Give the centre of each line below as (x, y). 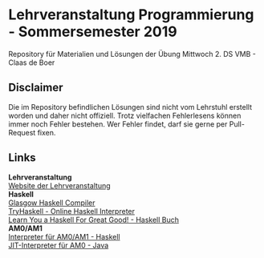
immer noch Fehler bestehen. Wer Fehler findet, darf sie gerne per (118, 124)
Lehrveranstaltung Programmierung (131, 15)
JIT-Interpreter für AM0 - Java (59, 245)
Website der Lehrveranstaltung (59, 185)
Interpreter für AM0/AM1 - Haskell (64, 236)
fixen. (47, 132)
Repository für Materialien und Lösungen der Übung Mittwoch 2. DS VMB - (132, 54)
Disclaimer (36, 88)
